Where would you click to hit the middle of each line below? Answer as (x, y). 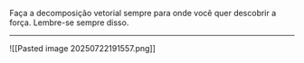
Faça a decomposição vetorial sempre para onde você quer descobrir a (143, 13)
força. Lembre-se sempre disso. (69, 22)
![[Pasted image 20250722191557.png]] (83, 48)
